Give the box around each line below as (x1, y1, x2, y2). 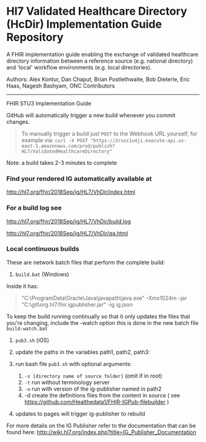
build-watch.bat (6, 326, 48, 332)
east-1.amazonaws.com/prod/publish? (21, 143, 115, 149)
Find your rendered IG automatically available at (6, 174, 152, 183)
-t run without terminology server (24, 378, 110, 386)
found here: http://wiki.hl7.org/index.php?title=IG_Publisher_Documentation (6, 428, 196, 436)
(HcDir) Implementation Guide (6, 17, 162, 31)
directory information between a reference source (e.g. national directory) (6, 57, 193, 64)
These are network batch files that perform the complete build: (6, 259, 166, 266)
